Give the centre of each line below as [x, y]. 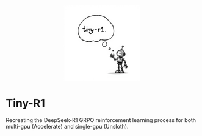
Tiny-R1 [25, 104]
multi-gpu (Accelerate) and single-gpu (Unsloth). [67, 126]
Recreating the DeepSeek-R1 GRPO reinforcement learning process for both [101, 120]
